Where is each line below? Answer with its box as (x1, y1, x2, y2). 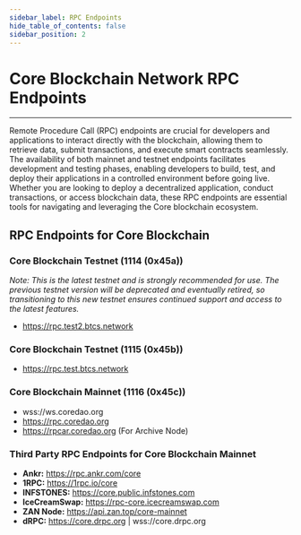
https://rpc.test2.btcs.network (21, 321, 133, 332)
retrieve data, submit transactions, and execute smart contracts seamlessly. (9, 144, 289, 155)
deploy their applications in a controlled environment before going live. (9, 173, 271, 184)
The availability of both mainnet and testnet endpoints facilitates (9, 154, 246, 165)
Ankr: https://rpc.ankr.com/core (21, 468, 142, 479)
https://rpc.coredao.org (21, 416, 109, 427)
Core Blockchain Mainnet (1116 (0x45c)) (9, 386, 186, 399)
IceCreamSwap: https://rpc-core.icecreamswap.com (21, 496, 219, 507)
